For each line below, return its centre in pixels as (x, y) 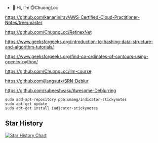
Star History (24, 123)
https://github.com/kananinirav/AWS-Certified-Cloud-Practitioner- (72, 17)
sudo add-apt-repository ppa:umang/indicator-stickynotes (66, 99)
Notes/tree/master (24, 23)
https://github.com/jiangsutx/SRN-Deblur (47, 81)
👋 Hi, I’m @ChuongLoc (35, 8)
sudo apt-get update (26, 104)
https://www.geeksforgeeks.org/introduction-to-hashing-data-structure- (79, 42)
